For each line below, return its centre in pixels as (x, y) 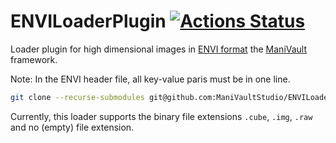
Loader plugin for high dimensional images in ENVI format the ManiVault (159, 49)
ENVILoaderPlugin (88, 21)
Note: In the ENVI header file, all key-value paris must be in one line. (150, 79)
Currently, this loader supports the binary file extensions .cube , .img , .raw (161, 116)
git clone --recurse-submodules (77, 97)
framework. (34, 59)
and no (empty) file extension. (72, 127)
